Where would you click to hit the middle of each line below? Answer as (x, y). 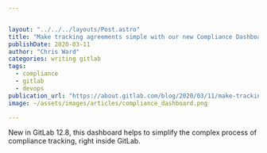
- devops (30, 88)
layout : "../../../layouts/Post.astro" (74, 29)
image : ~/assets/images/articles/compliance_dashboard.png (108, 103)
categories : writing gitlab (55, 59)
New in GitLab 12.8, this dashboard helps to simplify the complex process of (132, 132)
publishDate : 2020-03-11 (49, 44)
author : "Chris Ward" (44, 52)
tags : (17, 67)
